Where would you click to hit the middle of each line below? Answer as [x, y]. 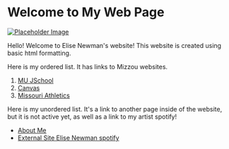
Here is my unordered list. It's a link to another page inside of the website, [115, 109]
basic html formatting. [39, 53]
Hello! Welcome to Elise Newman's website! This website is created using [114, 45]
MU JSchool [36, 80]
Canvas [29, 88]
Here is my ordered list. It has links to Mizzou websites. [88, 66]
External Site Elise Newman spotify [68, 138]
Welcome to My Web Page [86, 12]
